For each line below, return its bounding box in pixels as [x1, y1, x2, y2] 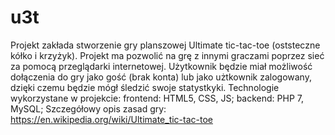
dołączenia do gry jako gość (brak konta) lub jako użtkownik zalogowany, [10, 71, 312, 83]
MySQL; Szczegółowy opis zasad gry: [10, 102, 167, 115]
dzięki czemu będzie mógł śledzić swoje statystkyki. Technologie [10, 81, 280, 93]
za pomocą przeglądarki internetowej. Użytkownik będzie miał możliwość [10, 60, 313, 72]
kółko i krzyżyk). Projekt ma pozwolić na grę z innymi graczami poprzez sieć [10, 49, 325, 61]
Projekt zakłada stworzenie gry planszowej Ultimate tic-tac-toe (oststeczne [10, 39, 321, 51]
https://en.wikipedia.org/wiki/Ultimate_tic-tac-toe [10, 113, 213, 125]
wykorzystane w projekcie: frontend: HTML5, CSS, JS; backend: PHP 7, [10, 92, 304, 104]
